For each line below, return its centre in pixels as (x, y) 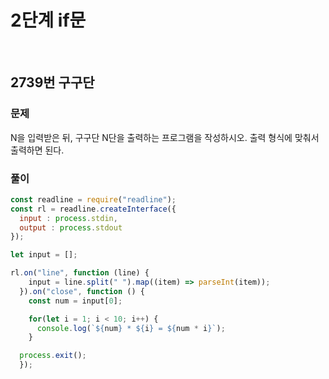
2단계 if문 (48, 20)
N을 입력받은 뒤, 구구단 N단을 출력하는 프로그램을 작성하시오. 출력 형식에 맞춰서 (165, 137)
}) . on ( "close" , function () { (82, 291)
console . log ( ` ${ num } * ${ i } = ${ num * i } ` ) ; (131, 328)
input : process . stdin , (68, 218)
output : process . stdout (71, 227)
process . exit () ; (53, 356)
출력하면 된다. (37, 150)
